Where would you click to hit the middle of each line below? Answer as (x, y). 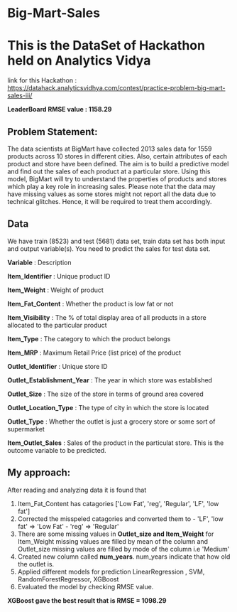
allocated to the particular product (57, 325)
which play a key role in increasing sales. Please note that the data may (111, 186)
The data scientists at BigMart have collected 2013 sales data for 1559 (110, 149)
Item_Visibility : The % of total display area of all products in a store (107, 317)
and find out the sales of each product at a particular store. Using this (109, 171)
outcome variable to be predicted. (57, 450)
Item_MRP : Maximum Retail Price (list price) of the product (94, 353)
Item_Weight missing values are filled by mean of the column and (112, 541)
